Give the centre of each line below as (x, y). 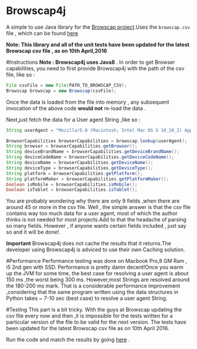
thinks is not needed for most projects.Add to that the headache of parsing (96, 220)
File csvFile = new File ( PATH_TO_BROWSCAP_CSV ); (67, 85)
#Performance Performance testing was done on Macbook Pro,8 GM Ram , (97, 261)
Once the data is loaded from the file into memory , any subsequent (88, 102)
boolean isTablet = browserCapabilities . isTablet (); (72, 190)
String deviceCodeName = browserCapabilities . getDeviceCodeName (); (90, 157)
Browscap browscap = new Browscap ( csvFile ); (61, 91)
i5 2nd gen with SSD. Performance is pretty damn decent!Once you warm (95, 267)
